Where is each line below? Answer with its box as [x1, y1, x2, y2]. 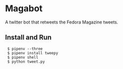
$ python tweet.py [7, 59, 45, 64]
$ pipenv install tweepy [7, 50, 58, 55]
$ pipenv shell [7, 55, 38, 60]
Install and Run [5, 33, 52, 42]
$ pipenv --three [7, 46, 43, 51]
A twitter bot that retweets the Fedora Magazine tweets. [5, 19, 119, 25]
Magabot [5, 3, 43, 14]
